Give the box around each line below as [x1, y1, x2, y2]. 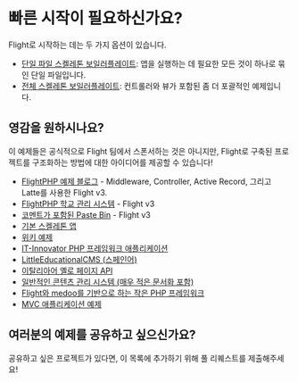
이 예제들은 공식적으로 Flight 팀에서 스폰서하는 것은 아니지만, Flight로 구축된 [8, 145, 273, 156]
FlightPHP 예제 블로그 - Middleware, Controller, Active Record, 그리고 [21, 176, 272, 187]
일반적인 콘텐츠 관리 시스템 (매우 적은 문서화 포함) [21, 276, 195, 286]
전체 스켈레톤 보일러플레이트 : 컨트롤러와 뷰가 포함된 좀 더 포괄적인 [21, 80, 251, 91]
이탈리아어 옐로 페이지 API [21, 265, 113, 276]
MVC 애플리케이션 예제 [21, 298, 102, 309]
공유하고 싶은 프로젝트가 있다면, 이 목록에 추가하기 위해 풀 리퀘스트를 [8, 353, 246, 363]
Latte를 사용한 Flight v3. [21, 187, 108, 197]
